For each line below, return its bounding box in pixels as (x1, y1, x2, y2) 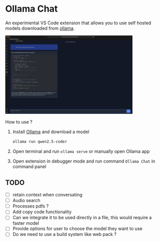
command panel (12, 164, 46, 170)
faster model (12, 220, 39, 226)
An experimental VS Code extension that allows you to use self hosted (5, 20, 151, 26)
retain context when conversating (12, 192, 83, 198)
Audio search (12, 197, 40, 204)
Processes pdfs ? (12, 203, 49, 209)
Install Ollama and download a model (12, 129, 89, 135)
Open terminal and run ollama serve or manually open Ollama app (12, 148, 150, 154)
